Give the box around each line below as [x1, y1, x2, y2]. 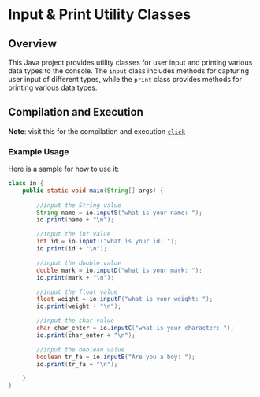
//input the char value [36, 317, 114, 325]
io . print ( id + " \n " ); [36, 245, 108, 253]
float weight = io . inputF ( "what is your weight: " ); [36, 295, 214, 303]
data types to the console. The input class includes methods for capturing [8, 66, 250, 76]
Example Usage [8, 146, 69, 157]
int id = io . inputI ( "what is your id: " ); [36, 238, 178, 246]
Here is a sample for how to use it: [8, 164, 120, 174]
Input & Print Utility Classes [8, 6, 191, 24]
